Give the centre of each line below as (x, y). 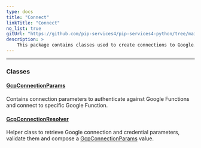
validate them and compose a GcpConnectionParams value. (80, 138)
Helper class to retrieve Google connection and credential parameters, (93, 132)
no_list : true (24, 28)
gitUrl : (16, 34)
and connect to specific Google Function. (57, 105)
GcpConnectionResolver (37, 119)
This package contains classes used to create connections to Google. (107, 45)
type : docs (20, 12)
